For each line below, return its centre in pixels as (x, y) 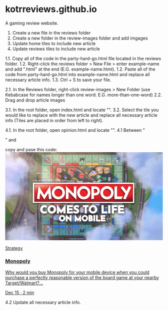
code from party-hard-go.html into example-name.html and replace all (77, 74)
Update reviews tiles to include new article (56, 49)
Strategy (14, 248)
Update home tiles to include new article (54, 43)
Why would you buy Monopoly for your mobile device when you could (77, 272)
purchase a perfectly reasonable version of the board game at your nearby (82, 277)
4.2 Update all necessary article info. (43, 302)
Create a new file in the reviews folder (51, 33)
